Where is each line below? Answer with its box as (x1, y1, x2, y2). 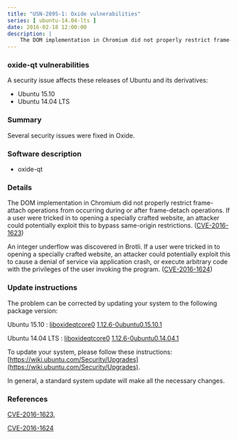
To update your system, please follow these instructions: (7, 348, 172, 356)
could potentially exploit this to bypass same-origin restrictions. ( (7, 221, 197, 230)
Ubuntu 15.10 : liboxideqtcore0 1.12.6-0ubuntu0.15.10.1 (7, 320, 162, 329)
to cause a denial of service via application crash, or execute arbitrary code (7, 258, 228, 266)
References (7, 394, 48, 404)
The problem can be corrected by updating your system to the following (7, 299, 217, 307)
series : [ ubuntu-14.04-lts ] (7, 17, 97, 24)
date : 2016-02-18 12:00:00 (7, 23, 87, 30)
